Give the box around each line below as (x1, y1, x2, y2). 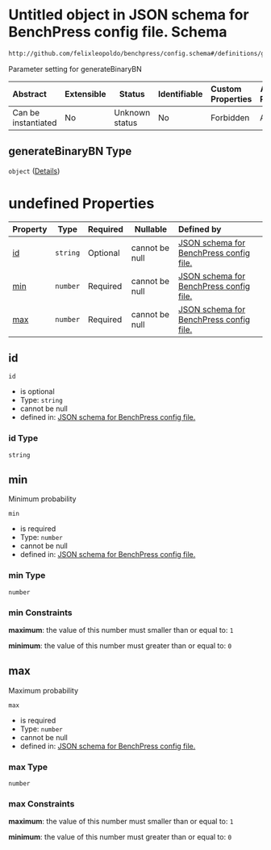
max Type (8, 761, 48, 773)
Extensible (64, 88, 106, 99)
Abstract (12, 88, 47, 99)
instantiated (12, 117, 57, 128)
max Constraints (8, 798, 75, 810)
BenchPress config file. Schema (8, 23, 227, 41)
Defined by (177, 224, 222, 235)
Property (12, 224, 48, 235)
